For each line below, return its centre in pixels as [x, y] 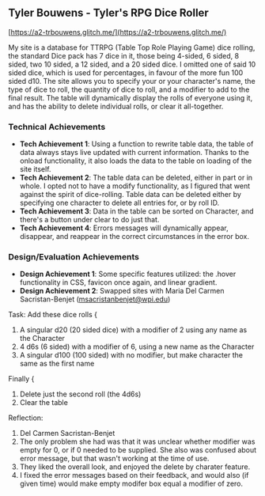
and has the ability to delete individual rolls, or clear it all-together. [116, 106]
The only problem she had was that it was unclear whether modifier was [137, 441]
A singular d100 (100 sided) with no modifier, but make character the [131, 355]
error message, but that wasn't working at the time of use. [114, 459]
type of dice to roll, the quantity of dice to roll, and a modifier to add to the [129, 89]
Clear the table [44, 403]
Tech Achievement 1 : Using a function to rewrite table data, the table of [136, 144]
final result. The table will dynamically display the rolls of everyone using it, [131, 97]
